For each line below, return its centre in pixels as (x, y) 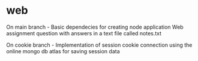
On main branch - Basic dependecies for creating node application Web (95, 27)
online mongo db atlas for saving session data (63, 51)
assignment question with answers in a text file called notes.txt (84, 33)
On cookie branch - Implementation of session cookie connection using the (99, 45)
